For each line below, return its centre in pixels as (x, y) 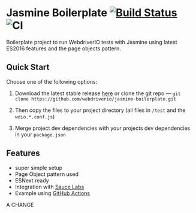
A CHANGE (20, 205)
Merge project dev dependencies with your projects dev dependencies (102, 128)
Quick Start (28, 67)
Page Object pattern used (47, 174)
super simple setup (39, 168)
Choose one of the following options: (52, 81)
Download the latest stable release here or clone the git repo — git (98, 93)
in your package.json (40, 134)
